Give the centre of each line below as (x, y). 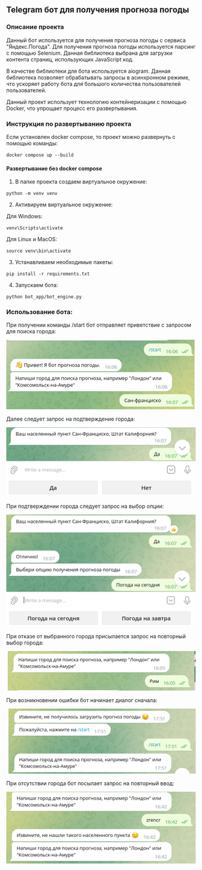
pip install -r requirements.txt (48, 274)
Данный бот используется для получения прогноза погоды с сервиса (96, 40)
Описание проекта (35, 27)
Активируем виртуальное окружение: (64, 205)
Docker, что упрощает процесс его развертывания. (72, 108)
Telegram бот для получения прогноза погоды (98, 10)
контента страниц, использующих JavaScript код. (70, 59)
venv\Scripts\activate (35, 228)
